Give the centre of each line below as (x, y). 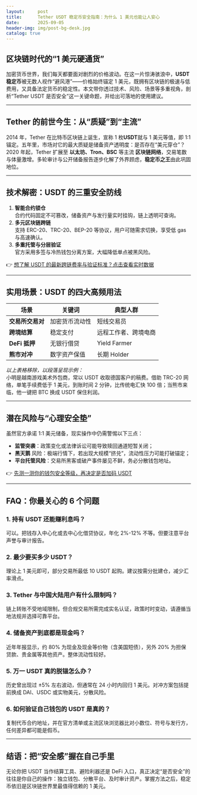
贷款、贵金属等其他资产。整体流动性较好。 (57, 654)
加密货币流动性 (71, 321)
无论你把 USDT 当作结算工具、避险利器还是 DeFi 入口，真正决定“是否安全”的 (98, 771)
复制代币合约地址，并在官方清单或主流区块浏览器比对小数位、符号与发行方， (98, 723)
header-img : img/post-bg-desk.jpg (48, 28)
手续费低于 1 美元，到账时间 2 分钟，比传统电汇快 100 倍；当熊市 (104, 385)
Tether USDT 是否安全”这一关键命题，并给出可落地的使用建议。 (90, 96)
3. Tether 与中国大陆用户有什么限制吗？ (62, 595)
